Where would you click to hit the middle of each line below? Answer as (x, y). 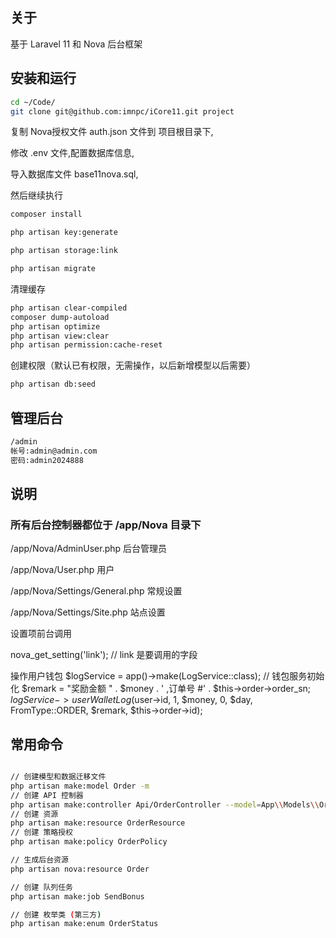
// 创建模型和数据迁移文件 (58, 777)
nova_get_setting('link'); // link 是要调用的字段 (104, 655)
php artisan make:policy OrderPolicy (89, 842)
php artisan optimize (55, 326)
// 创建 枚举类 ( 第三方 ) (56, 914)
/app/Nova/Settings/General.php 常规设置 (96, 591)
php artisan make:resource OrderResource (98, 823)
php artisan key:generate (64, 233)
